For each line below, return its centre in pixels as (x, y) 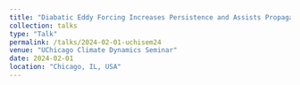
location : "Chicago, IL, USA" (66, 67)
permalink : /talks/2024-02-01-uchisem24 (86, 42)
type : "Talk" (33, 34)
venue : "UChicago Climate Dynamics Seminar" (93, 50)
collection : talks (43, 26)
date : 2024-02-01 (42, 58)
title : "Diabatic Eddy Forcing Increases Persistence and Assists (135, 17)
